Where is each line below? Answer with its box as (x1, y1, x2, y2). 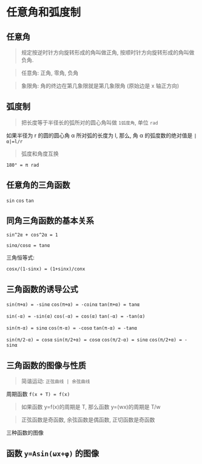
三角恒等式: (6, 254, 35, 261)
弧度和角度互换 (21, 150, 59, 157)
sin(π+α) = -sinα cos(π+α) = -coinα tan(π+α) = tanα (6, 301, 140, 308)
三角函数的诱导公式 (6, 284, 78, 294)
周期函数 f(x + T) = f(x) (6, 391, 70, 398)
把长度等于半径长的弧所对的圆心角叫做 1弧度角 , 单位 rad (21, 119, 158, 126)
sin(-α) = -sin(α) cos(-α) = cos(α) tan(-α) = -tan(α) (6, 314, 146, 320)
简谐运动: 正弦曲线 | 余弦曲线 (21, 377, 90, 385)
